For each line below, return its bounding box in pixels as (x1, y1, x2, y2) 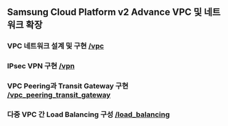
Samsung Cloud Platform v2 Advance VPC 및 (7, 6, 202, 18)
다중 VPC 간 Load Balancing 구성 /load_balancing (7, 110, 170, 119)
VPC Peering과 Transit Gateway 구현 (7, 81, 129, 91)
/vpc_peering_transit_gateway (7, 91, 111, 100)
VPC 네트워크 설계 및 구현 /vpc (7, 42, 104, 51)
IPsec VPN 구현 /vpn (7, 61, 75, 71)
